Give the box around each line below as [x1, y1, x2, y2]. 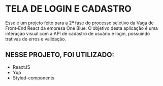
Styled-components [12, 74, 55, 81]
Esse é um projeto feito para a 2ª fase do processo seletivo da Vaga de [5, 20, 154, 26]
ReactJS [12, 64, 30, 70]
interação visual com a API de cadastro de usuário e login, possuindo [5, 30, 150, 36]
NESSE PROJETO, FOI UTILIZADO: [5, 51, 114, 59]
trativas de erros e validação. [5, 36, 67, 42]
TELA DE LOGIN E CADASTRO [5, 3, 132, 15]
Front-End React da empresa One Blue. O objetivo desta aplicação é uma [5, 25, 158, 31]
